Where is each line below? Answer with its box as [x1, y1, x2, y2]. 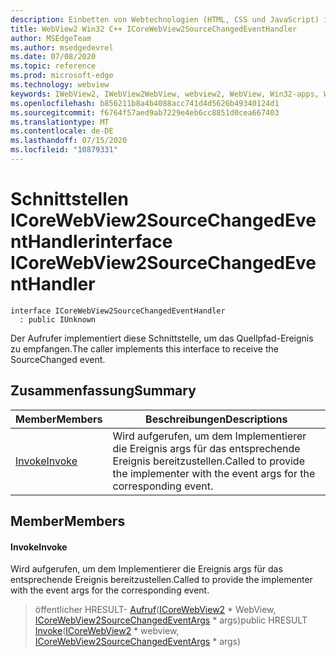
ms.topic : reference [10, 61, 97, 71]
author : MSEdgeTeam [10, 33, 92, 43]
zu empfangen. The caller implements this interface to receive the [10, 342, 279, 355]
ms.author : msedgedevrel [10, 42, 114, 53]
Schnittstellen [10, 188, 129, 211]
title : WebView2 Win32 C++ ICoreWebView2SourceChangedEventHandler [10, 24, 298, 34]
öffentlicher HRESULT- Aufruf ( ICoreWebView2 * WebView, [34, 604, 277, 616]
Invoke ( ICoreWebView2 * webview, [34, 625, 180, 637]
